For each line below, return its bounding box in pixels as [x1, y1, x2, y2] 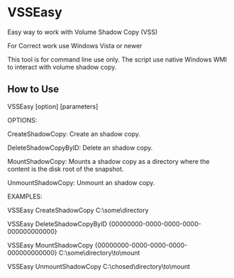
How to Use [7, 83, 60, 96]
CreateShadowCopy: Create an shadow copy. [7, 129, 140, 138]
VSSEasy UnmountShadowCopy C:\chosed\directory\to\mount [7, 262, 190, 270]
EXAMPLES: [7, 192, 43, 201]
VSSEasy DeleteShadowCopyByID [7, 219, 108, 228]
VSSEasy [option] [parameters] [7, 102, 99, 111]
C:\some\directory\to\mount [58, 248, 140, 257]
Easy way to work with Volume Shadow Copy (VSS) [7, 28, 158, 36]
